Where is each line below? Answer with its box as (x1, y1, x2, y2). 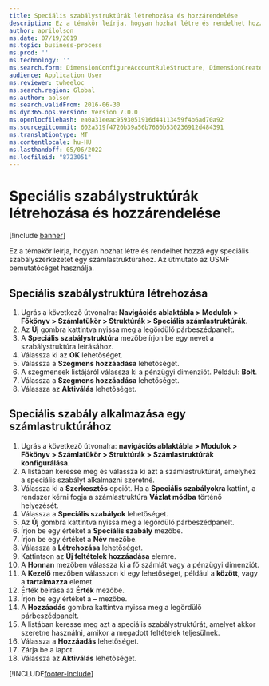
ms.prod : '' (9, 49, 49, 57)
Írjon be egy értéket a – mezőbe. (20, 593, 128, 604)
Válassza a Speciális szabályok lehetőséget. (20, 509, 168, 518)
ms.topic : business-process (9, 42, 103, 50)
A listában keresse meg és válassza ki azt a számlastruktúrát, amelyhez (20, 466, 256, 476)
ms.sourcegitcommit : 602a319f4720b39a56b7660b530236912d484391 (9, 123, 224, 131)
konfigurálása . (20, 457, 70, 468)
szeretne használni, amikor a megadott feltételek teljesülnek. (20, 628, 220, 637)
